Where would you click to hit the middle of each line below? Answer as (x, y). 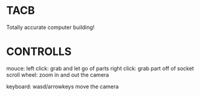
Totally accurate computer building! (50, 27)
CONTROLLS (39, 52)
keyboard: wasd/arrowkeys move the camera (63, 86)
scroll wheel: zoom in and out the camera (58, 75)
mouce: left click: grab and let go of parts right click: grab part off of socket (100, 68)
